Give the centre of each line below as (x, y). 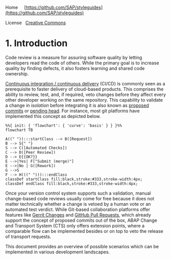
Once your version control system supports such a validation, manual (78, 193)
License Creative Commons (36, 23)
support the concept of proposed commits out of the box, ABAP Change (81, 220)
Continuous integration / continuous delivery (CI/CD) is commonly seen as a (85, 83)
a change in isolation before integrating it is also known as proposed (77, 105)
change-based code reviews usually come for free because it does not (80, 198)
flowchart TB (19, 130)
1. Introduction (36, 43)
